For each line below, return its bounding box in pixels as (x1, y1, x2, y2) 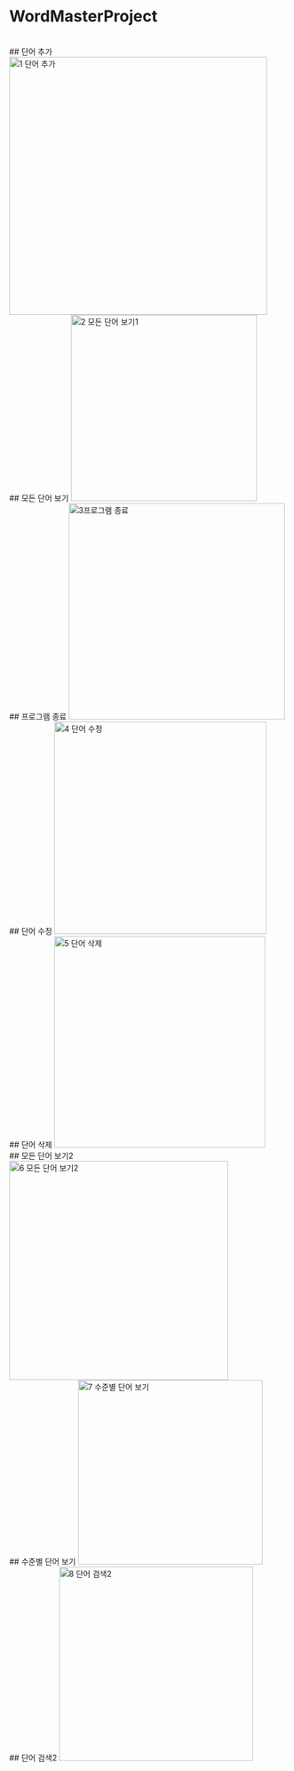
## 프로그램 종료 (9, 711, 67, 721)
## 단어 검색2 (9, 1752, 58, 1763)
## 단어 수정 (9, 925, 53, 936)
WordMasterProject (9, 6, 158, 27)
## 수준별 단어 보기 (9, 1556, 76, 1566)
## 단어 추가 (9, 46, 53, 57)
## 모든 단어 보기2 (9, 1150, 74, 1161)
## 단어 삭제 (9, 1139, 53, 1149)
